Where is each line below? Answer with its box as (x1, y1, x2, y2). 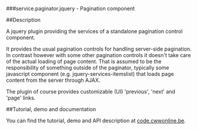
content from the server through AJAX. (6, 76, 101, 84)
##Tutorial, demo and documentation (6, 106, 96, 112)
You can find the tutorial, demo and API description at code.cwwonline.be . (6, 117, 186, 124)
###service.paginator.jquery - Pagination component (6, 5, 135, 12)
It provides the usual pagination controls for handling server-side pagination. (6, 45, 192, 52)
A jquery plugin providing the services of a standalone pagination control (6, 28, 183, 35)
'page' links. (6, 94, 36, 101)
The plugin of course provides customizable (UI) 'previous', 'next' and (6, 88, 175, 95)
